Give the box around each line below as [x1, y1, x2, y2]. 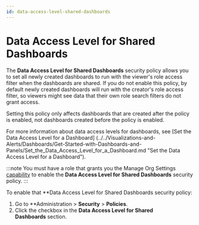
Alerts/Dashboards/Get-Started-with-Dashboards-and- [6, 140, 142, 148]
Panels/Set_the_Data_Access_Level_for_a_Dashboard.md [6, 146, 147, 154]
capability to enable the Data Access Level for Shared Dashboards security [6, 171, 194, 178]
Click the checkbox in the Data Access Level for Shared [14, 207, 154, 214]
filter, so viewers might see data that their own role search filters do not [6, 92, 182, 99]
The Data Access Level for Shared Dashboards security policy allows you [6, 67, 189, 74]
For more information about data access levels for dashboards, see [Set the [6, 127, 192, 135]
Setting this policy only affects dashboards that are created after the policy [6, 110, 189, 117]
